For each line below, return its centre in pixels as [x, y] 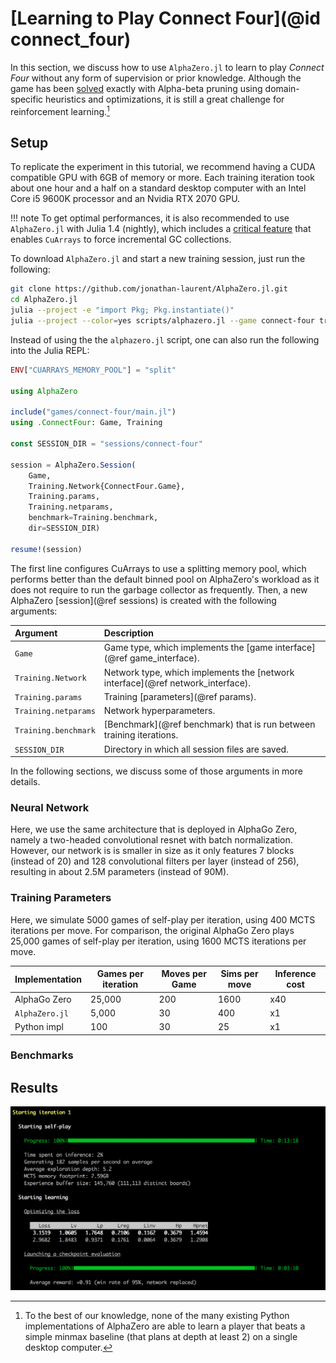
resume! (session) [46, 549]
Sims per [239, 974]
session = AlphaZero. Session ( [73, 465]
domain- [282, 88]
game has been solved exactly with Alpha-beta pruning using [136, 88]
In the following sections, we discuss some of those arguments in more [156, 771]
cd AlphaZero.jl [44, 300]
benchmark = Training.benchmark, [93, 518]
